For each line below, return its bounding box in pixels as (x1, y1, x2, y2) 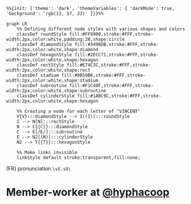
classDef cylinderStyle (16, 93, 75, 99)
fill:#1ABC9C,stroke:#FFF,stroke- (77, 93, 162, 99)
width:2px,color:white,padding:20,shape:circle (6, 36, 125, 42)
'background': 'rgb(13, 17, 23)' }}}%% (6, 11, 104, 16)
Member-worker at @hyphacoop (6, 186, 170, 199)
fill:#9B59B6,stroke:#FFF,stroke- (61, 72, 146, 78)
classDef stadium (16, 72, 59, 78)
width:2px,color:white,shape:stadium (6, 78, 99, 83)
